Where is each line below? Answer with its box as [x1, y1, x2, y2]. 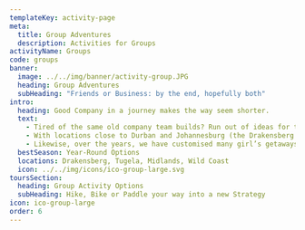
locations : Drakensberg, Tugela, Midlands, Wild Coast [17, 156, 230, 166]
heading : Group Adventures [17, 81, 120, 90]
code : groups [9, 55, 59, 64]
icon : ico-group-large [9, 198, 95, 208]
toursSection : [9, 173, 64, 182]
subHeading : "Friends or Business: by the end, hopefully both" [17, 89, 266, 98]
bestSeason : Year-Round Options [17, 148, 141, 157]
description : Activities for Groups [17, 38, 156, 48]
